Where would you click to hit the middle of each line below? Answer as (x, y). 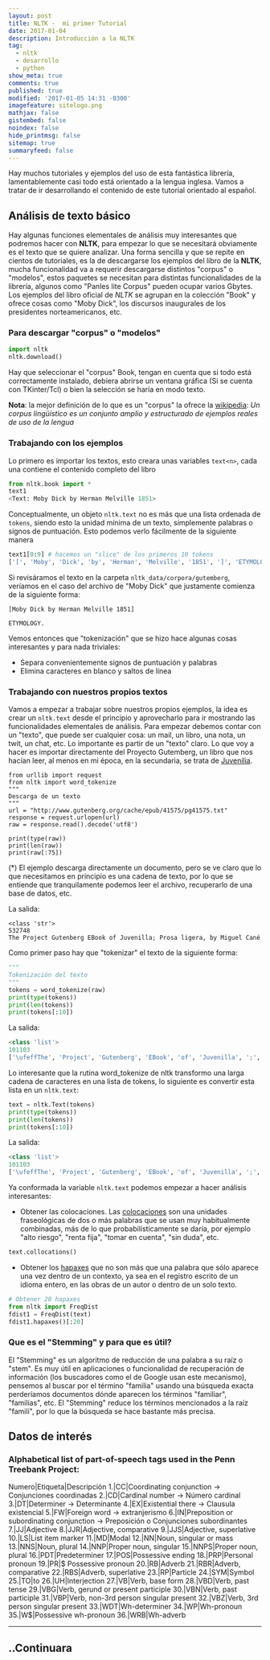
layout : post (30, 16)
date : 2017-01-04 (37, 31)
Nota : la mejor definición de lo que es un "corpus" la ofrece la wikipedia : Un (134, 405)
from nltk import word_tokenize (62, 783)
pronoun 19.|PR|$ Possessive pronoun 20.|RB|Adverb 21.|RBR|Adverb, (125, 1564)
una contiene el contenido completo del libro (82, 469)
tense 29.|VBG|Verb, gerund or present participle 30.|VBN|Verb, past (123, 1589)
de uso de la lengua (41, 422)
